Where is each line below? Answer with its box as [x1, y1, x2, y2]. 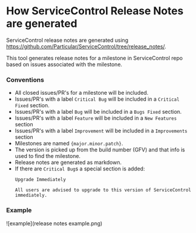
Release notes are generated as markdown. [14, 159, 122, 166]
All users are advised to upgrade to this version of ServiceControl [14, 187, 192, 193]
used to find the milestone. [14, 153, 81, 160]
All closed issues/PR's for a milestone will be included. [14, 89, 149, 97]
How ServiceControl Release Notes [6, 4, 183, 18]
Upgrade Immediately [14, 177, 66, 183]
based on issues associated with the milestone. [6, 61, 123, 68]
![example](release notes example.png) [6, 219, 102, 227]
